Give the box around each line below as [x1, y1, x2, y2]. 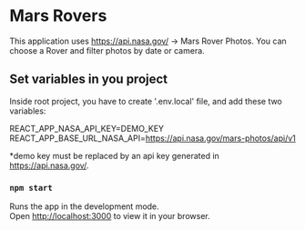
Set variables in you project [9, 72, 168, 87]
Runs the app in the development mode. [9, 201, 159, 212]
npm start [9, 183, 53, 193]
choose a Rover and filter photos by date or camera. [9, 45, 205, 55]
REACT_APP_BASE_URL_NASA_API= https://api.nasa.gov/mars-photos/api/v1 [9, 133, 296, 144]
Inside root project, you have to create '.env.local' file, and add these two [9, 95, 282, 106]
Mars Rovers [9, 5, 107, 26]
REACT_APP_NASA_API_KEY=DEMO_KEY [9, 123, 165, 134]
